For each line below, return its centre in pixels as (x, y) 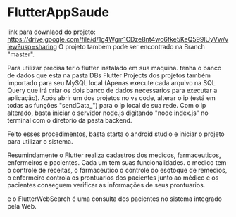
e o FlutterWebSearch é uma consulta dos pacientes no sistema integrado (114, 199)
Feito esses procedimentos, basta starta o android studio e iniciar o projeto (116, 134)
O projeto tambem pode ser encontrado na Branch (132, 46)
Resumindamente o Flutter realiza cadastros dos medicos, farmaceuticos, (114, 155)
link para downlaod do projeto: (52, 32)
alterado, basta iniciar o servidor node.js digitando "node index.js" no (108, 113)
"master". (21, 54)
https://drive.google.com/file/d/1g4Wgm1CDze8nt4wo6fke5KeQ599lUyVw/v (118, 39)
